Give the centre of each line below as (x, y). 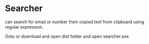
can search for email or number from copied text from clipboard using (74, 22)
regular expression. (24, 27)
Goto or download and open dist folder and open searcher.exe (67, 36)
